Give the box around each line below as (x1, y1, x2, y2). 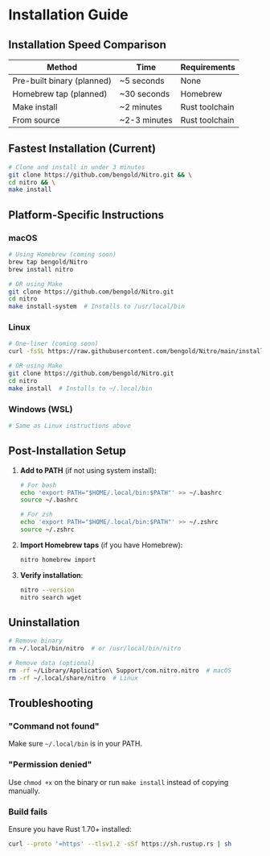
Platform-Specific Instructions (8, 208, 165, 222)
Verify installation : (19, 570, 84, 580)
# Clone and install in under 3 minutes (8, 163, 146, 171)
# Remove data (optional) (8, 659, 95, 667)
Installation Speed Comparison (8, 38, 167, 52)
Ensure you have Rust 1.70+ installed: (8, 825, 132, 833)
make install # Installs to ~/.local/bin (8, 384, 153, 393)
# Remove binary (8, 637, 63, 646)
